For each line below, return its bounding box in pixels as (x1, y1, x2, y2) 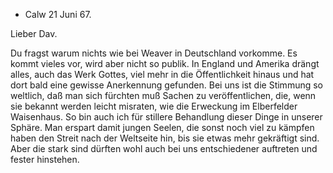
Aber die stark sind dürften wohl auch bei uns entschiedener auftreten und (10, 143, 318, 154)
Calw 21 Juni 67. (24, 9, 92, 20)
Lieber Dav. (10, 28, 58, 39)
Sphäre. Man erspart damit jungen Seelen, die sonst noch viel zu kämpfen (10, 122, 315, 133)
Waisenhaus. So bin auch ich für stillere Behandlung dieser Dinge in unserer (10, 111, 323, 123)
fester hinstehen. (10, 154, 80, 165)
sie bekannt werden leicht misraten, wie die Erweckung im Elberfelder (10, 100, 298, 112)
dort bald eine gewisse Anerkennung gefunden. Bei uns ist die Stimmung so (10, 79, 324, 91)
